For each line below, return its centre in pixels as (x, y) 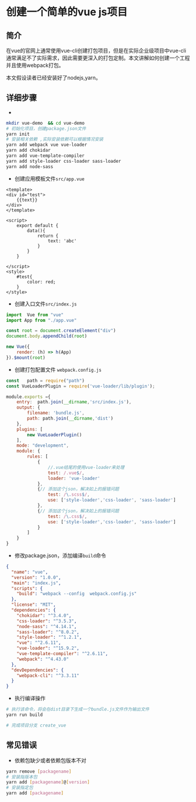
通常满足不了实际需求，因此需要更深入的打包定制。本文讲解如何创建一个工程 (98, 58)
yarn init (18, 134)
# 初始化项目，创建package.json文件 (46, 128)
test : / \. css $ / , (67, 516)
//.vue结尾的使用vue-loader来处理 (86, 467)
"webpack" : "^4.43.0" (43, 659)
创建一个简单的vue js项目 (67, 12)
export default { (38, 225)
